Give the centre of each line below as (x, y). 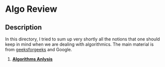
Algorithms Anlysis (32, 59)
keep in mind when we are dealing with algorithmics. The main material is (80, 44)
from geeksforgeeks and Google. (39, 50)
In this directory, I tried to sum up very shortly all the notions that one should (82, 39)
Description (23, 27)
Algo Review (31, 9)
